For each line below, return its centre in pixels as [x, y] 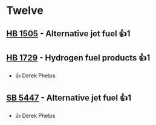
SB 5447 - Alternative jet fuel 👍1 [69, 98]
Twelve [25, 11]
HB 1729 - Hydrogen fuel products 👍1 [78, 58]
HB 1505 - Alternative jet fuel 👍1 [68, 34]
